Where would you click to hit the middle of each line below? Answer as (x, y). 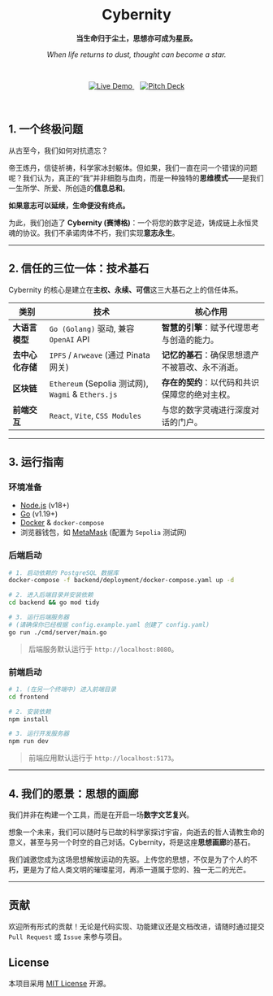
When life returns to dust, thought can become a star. (136, 54)
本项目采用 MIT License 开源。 (60, 983)
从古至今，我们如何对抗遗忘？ (58, 150)
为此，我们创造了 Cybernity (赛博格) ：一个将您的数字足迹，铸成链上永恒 (130, 222)
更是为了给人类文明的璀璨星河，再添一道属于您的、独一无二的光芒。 (136, 870)
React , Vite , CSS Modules (95, 415)
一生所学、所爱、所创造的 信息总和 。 (69, 188)
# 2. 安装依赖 (30, 711)
